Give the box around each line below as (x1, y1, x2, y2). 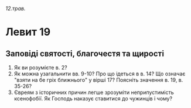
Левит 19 (5, 26, 51, 39)
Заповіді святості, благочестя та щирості (5, 48, 165, 58)
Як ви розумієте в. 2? (13, 64, 68, 71)
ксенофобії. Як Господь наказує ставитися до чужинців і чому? (13, 95, 173, 102)
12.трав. (5, 5, 26, 12)
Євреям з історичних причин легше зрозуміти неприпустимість (13, 89, 174, 96)
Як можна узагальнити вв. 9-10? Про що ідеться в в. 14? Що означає (13, 70, 186, 77)
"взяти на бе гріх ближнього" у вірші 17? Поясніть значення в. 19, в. (13, 76, 183, 83)
